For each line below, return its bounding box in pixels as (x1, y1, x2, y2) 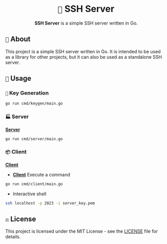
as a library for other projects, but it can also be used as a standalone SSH (5, 54, 162, 60)
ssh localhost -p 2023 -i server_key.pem (5, 201, 95, 206)
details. (5, 234, 21, 240)
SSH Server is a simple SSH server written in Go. (34, 20, 138, 26)
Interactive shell (12, 190, 47, 197)
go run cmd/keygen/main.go (5, 101, 63, 106)
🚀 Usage (5, 74, 32, 83)
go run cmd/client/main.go (5, 181, 63, 187)
